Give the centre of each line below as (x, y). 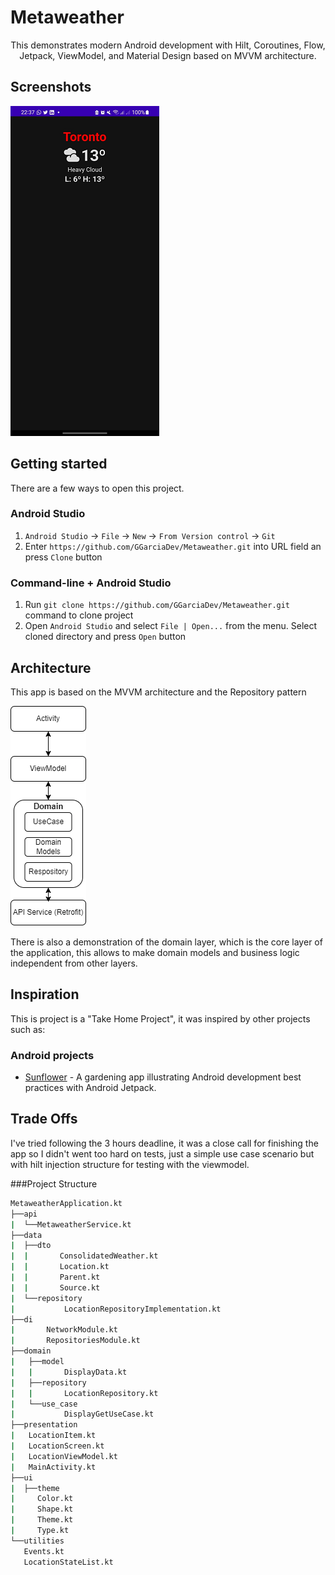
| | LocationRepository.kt (84, 1393)
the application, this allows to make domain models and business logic (155, 952)
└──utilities (37, 1541)
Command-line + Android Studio (91, 583)
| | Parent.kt (55, 1277)
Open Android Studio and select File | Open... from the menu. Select (171, 626)
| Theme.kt (42, 1520)
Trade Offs (44, 1119)
